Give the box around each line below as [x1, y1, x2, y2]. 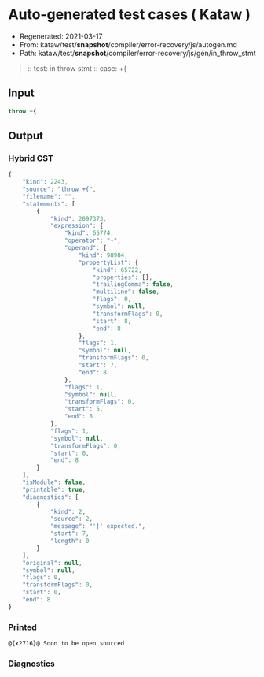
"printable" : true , [22, 485, 86, 493]
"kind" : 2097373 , [49, 214, 108, 222]
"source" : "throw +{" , [22, 185, 97, 194]
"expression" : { [49, 222, 104, 230]
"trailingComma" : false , [92, 281, 174, 288]
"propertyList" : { [78, 259, 139, 266]
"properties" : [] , [92, 273, 153, 281]
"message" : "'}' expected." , [49, 523, 146, 530]
